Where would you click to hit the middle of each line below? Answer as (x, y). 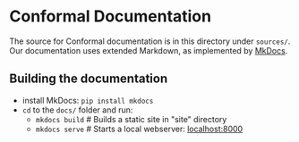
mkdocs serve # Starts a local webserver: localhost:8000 (139, 129)
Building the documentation (89, 79)
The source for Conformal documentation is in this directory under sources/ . (150, 41)
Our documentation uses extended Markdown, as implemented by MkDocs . (149, 50)
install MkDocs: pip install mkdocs (88, 100)
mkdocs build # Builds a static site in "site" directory (131, 119)
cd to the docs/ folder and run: (77, 110)
